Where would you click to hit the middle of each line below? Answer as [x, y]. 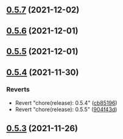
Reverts [18, 90]
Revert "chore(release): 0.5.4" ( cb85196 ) [66, 102]
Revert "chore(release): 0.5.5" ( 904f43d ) [66, 109]
